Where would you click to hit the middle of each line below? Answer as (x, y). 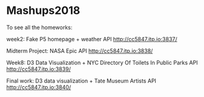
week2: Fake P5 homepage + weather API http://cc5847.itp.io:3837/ (92, 39)
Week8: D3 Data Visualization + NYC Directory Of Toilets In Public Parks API (102, 62)
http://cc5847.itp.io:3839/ (39, 69)
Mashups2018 (43, 11)
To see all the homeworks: (39, 27)
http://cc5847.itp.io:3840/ (39, 87)
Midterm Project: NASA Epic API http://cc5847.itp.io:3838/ (80, 51)
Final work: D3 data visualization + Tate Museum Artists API (82, 81)
